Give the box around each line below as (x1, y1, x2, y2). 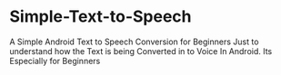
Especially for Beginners (9, 55, 101, 66)
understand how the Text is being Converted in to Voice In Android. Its (9, 45, 273, 56)
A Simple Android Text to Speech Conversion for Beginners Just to (9, 36, 259, 47)
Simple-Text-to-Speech (9, 6, 192, 27)
